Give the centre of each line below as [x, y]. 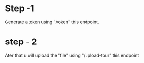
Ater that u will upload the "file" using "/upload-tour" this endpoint [72, 55]
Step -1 [20, 9]
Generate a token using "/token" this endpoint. [52, 22]
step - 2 [21, 42]
